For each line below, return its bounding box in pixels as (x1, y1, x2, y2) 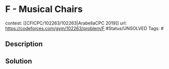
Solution (5, 56, 32, 65)
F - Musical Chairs (5, 3, 83, 15)
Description (5, 40, 43, 48)
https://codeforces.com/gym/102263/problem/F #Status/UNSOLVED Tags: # (5, 25, 164, 31)
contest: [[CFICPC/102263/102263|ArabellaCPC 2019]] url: (5, 20, 127, 26)
